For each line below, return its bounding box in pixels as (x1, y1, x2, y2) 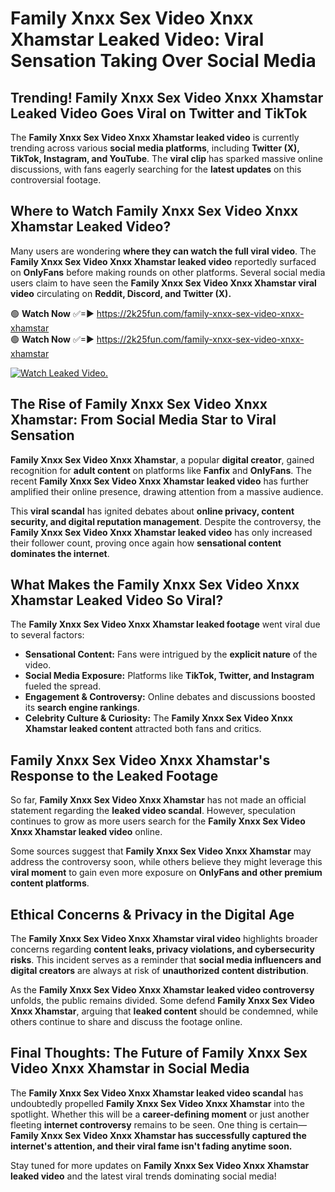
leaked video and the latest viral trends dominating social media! (10, 1170, 277, 1182)
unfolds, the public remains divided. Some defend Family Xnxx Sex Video (10, 995, 315, 1007)
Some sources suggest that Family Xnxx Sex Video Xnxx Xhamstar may (10, 845, 312, 857)
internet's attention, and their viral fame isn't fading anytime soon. (10, 1140, 293, 1152)
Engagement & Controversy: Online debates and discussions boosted (24, 691, 316, 703)
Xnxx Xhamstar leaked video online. (10, 826, 163, 838)
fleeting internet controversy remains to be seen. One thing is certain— (10, 1118, 307, 1131)
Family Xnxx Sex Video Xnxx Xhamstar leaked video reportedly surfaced (10, 255, 317, 267)
